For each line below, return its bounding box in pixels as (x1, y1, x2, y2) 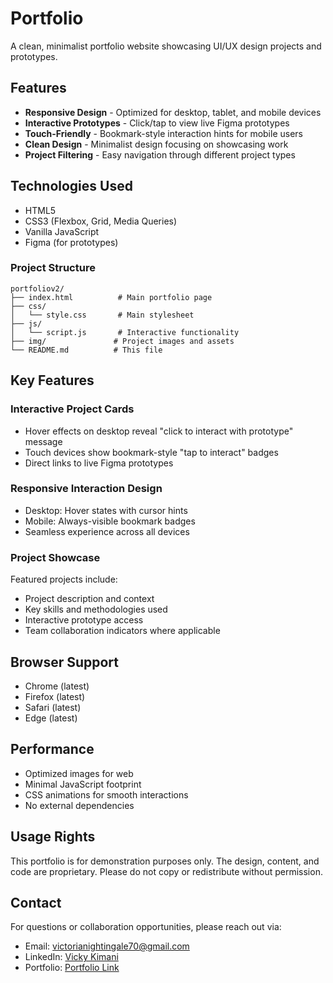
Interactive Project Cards (10, 402, 135, 416)
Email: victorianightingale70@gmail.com (24, 940, 190, 952)
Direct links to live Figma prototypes (24, 457, 174, 469)
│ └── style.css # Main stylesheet (10, 310, 195, 320)
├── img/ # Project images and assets (10, 336, 235, 346)
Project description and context (24, 593, 155, 605)
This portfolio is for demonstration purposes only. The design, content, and (10, 855, 320, 867)
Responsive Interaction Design (10, 482, 163, 496)
